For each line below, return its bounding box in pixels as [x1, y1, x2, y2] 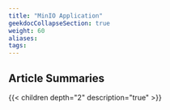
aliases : [8, 34, 38, 43]
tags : [8, 42, 27, 50]
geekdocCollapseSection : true [8, 19, 111, 27]
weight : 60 [8, 26, 45, 35]
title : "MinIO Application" [8, 11, 104, 20]
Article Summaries [8, 71, 105, 85]
